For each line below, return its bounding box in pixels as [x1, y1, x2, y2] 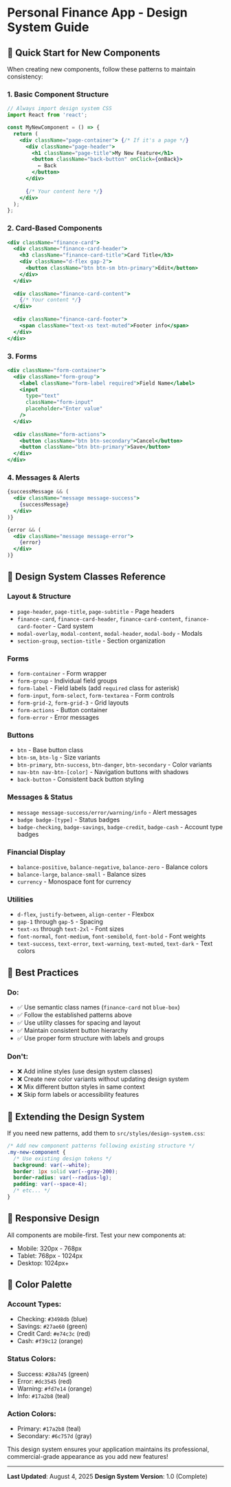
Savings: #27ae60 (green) [16, 1323, 88, 1331]
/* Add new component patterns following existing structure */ [7, 1142, 195, 1150]
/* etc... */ [13, 1187, 51, 1195]
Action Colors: [7, 1409, 56, 1418]
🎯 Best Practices [7, 967, 79, 978]
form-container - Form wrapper [16, 670, 107, 678]
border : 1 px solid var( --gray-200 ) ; [13, 1168, 118, 1175]
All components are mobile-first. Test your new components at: [7, 1230, 186, 1239]
